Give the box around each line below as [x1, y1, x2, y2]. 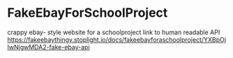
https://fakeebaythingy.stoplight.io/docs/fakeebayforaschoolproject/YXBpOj [7, 35, 227, 43]
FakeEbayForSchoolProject [7, 5, 168, 21]
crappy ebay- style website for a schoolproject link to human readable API [7, 28, 220, 36]
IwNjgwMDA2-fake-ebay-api [7, 43, 91, 51]
